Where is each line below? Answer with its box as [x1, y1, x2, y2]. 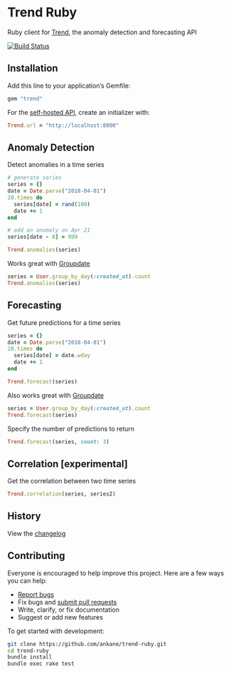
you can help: [7, 576, 48, 585]
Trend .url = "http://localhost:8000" [7, 122, 119, 129]
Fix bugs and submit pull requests [17, 597, 117, 606]
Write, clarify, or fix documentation [17, 605, 119, 614]
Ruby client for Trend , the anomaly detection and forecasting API [7, 28, 198, 36]
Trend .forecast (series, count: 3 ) [7, 438, 110, 446]
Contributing [7, 550, 65, 562]
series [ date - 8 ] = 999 [7, 233, 78, 241]
